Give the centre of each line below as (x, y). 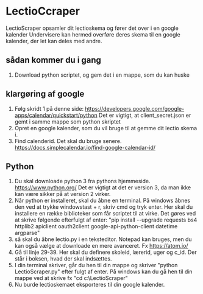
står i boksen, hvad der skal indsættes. (63, 259)
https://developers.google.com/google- (134, 108)
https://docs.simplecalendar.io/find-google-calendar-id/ (85, 147)
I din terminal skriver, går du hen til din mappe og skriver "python (96, 265)
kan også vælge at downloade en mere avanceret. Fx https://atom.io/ (101, 246)
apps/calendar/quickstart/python (56, 115)
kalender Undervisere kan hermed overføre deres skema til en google (93, 34)
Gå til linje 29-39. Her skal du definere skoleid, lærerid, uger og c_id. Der (105, 252)
